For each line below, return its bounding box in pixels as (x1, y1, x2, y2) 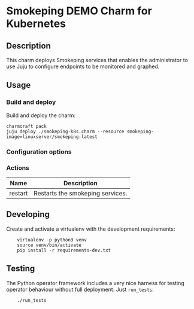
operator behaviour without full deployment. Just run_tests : (6, 286, 154, 293)
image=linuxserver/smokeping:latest (6, 133, 98, 140)
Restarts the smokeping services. (34, 189, 128, 197)
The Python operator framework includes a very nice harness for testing (6, 279, 184, 286)
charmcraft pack (6, 123, 47, 129)
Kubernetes (6, 17, 66, 30)
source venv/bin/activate (17, 242, 82, 248)
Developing (6, 209, 50, 219)
